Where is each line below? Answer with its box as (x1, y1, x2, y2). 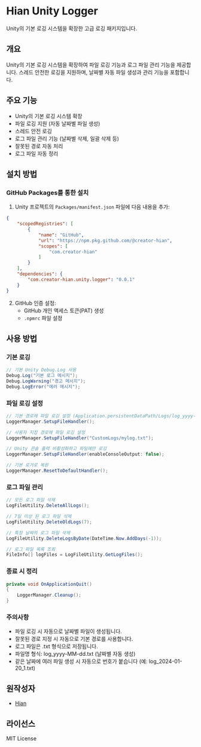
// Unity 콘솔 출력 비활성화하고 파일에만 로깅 (6, 445, 107, 452)
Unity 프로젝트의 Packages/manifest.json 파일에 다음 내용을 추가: (14, 203, 170, 210)
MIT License (6, 735, 37, 742)
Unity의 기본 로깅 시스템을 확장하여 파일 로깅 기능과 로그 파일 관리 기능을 (6, 61, 175, 68)
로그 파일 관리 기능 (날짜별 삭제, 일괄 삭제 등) (14, 135, 120, 142)
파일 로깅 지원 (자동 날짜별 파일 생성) (14, 120, 100, 127)
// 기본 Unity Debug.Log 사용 (6, 367, 77, 373)
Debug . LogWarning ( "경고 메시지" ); (6, 378, 86, 384)
